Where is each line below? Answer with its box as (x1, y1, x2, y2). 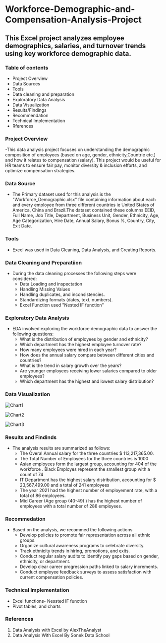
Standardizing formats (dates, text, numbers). (19, 297, 113, 303)
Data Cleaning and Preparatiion (5, 259, 82, 266)
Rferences (12, 123, 34, 129)
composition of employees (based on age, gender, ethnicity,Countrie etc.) (5, 152, 156, 158)
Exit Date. (12, 223, 32, 229)
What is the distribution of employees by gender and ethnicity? (19, 336, 148, 342)
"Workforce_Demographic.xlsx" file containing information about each (12, 197, 156, 203)
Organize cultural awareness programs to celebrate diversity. (19, 543, 145, 549)
